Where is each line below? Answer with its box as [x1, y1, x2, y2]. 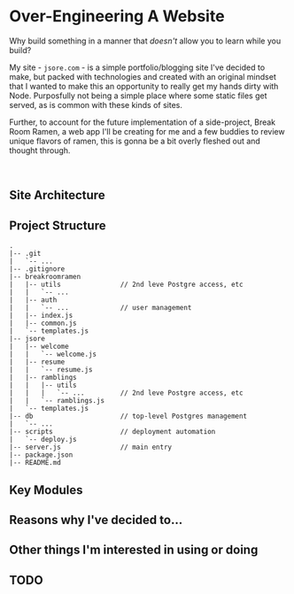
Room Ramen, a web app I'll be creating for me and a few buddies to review [9, 126, 285, 136]
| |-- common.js [9, 319, 77, 328]
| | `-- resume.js [9, 366, 93, 374]
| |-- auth [9, 296, 58, 305]
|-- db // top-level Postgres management [9, 412, 248, 421]
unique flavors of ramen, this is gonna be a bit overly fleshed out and [9, 135, 261, 146]
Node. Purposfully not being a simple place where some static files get [9, 90, 267, 101]
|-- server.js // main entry [9, 443, 173, 452]
